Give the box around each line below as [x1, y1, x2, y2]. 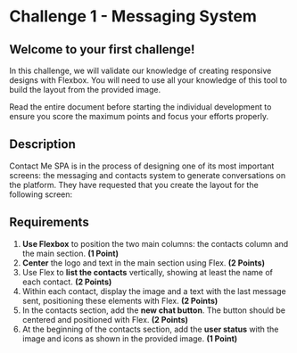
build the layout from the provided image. [9, 85, 161, 94]
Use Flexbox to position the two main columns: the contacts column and [21, 238, 289, 249]
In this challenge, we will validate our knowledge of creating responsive [9, 65, 272, 76]
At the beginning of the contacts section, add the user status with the [21, 324, 279, 334]
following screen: [9, 189, 73, 200]
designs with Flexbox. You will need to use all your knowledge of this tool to [9, 75, 287, 86]
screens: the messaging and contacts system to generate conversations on [9, 169, 286, 180]
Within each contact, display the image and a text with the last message [21, 285, 287, 296]
